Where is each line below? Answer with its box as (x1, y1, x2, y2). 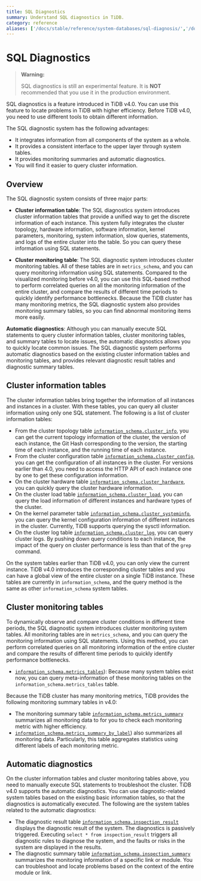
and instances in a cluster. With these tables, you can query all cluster (6, 403, 179, 410)
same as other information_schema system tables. (6, 584, 129, 592)
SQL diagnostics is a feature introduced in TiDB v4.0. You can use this (6, 100, 179, 108)
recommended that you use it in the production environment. (20, 89, 171, 96)
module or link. (14, 869, 52, 876)
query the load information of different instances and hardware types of (14, 497, 192, 504)
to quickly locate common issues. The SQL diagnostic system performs (6, 345, 182, 351)
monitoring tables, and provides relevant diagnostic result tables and (6, 357, 175, 364)
